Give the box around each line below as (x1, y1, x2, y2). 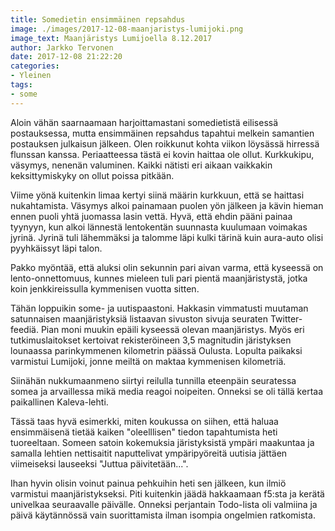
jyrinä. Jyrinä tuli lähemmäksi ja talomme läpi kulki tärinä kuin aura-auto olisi (10, 231, 324, 243)
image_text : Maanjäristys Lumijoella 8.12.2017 (10, 33, 213, 43)
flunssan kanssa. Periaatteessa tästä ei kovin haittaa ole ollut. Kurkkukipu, (10, 148, 315, 160)
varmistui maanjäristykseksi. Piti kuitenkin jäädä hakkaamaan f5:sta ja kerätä (10, 487, 325, 500)
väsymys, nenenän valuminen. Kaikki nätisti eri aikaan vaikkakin (10, 159, 273, 171)
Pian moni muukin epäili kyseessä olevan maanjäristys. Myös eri (40, 323, 305, 335)
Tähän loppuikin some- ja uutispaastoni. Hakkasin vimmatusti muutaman (10, 302, 309, 314)
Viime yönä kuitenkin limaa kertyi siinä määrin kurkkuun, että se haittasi (10, 189, 305, 201)
